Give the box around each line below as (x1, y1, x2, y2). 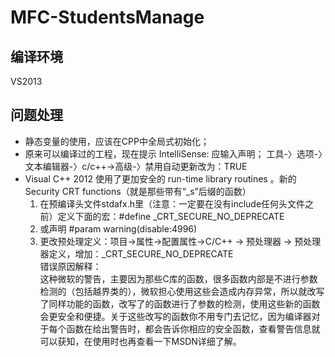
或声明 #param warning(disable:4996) (39, 222, 198, 235)
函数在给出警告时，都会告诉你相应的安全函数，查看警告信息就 (66, 322, 321, 335)
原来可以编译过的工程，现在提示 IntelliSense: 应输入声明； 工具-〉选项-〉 (24, 147, 323, 160)
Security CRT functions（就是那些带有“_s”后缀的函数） (24, 185, 252, 197)
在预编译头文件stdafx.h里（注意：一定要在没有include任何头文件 (39, 197, 306, 210)
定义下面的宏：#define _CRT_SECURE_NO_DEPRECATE (57, 210, 285, 222)
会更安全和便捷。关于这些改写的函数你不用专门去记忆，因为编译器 (39, 310, 312, 322)
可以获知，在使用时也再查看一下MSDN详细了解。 (39, 335, 242, 347)
